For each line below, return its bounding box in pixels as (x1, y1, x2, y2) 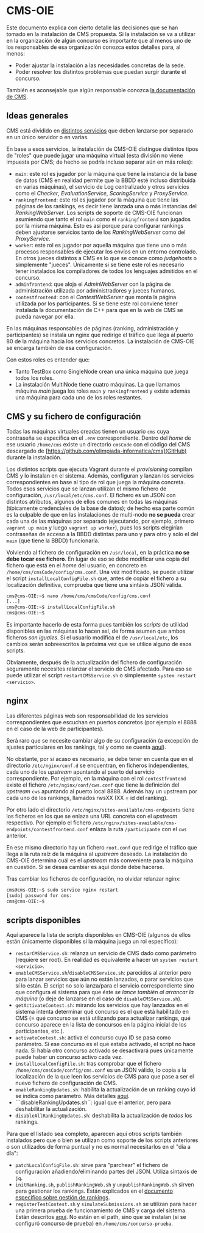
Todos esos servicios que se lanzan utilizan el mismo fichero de (6, 485, 167, 492)
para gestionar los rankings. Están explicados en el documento (15, 1187, 174, 1195)
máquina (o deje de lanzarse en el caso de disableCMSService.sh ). (15, 995, 182, 1002)
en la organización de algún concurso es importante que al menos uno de (6, 37, 191, 44)
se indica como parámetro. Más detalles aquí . (15, 1093, 130, 1100)
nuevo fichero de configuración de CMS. (15, 1079, 118, 1087)
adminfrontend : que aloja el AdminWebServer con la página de (15, 280, 171, 288)
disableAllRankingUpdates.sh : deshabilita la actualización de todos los (15, 1112, 192, 1119)
